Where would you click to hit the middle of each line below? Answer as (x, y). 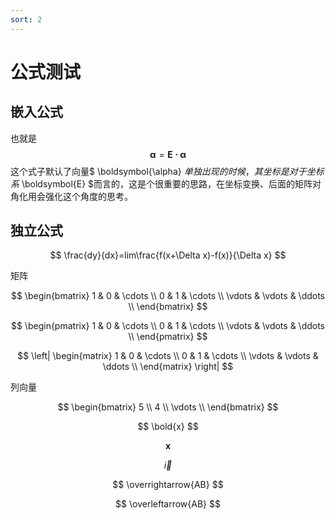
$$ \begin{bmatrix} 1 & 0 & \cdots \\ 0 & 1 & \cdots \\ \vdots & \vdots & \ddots (168, 296)
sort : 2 (26, 19)
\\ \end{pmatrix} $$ (168, 337)
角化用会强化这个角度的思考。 (71, 196)
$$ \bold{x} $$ (168, 427)
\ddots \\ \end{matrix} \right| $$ (168, 367)
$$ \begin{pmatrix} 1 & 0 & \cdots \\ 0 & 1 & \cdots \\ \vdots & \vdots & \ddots (168, 326)
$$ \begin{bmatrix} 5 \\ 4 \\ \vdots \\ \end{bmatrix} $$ (168, 407)
